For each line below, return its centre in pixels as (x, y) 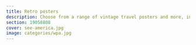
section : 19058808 (28, 22)
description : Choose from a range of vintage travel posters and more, (95, 17)
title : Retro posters (32, 11)
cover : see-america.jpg (35, 28)
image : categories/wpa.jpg (39, 33)
